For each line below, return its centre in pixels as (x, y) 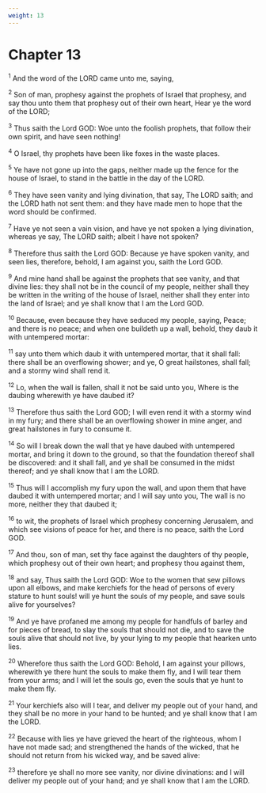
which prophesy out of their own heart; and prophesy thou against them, (127, 563)
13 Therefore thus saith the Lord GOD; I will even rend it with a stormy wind (130, 412)
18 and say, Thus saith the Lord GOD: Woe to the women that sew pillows (127, 579)
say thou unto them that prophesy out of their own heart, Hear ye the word (130, 103)
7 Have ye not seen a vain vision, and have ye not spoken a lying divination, (131, 228)
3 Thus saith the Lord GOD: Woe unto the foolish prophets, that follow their (130, 127)
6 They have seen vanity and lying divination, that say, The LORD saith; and (131, 194)
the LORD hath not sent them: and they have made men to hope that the (125, 203)
